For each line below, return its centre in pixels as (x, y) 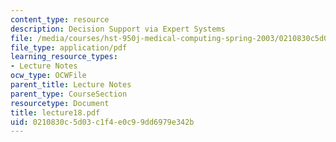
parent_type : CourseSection (69, 94)
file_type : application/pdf (69, 47)
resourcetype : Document (60, 103)
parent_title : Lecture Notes (71, 85)
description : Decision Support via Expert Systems (118, 29)
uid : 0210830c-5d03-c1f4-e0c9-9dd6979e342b (102, 122)
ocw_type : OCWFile (48, 76)
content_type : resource (60, 19)
